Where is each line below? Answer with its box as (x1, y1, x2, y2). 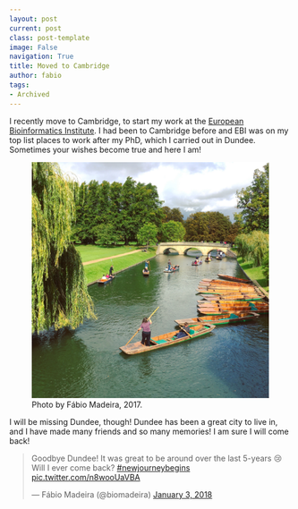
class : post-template (9, 33, 90, 42)
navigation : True (9, 52, 74, 62)
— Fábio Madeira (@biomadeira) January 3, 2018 (30, 488, 213, 500)
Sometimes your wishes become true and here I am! (9, 144, 201, 155)
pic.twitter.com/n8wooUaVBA (30, 471, 140, 482)
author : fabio (9, 72, 63, 81)
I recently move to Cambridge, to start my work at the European (9, 115, 244, 126)
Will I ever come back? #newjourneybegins (30, 462, 191, 473)
